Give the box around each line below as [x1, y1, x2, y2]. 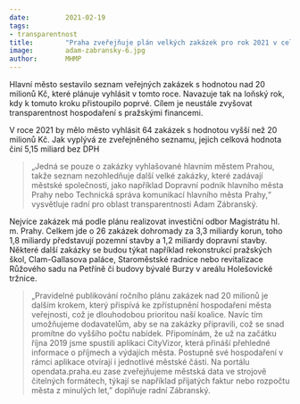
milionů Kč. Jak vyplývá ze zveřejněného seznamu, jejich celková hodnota [9, 135, 282, 144]
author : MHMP [9, 54, 82, 63]
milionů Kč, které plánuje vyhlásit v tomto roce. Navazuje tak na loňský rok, [9, 88, 285, 99]
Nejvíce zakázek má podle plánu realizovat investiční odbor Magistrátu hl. [9, 216, 280, 227]
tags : [9, 21, 29, 30]
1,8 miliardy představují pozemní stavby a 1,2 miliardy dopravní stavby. [9, 235, 268, 245]
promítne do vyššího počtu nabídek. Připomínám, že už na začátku [30, 328, 277, 339]
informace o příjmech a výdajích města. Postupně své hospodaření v [30, 347, 284, 358]
